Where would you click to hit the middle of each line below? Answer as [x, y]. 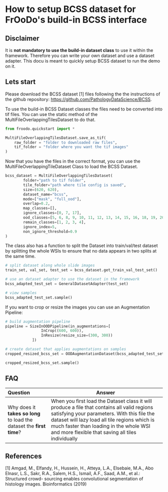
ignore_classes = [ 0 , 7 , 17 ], [52, 213]
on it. [10, 66]
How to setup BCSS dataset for [70, 9]
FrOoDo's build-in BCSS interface [76, 20]
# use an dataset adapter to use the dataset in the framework [72, 279]
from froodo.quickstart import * [40, 128]
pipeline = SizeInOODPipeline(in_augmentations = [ [58, 326]
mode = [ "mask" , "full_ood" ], [52, 199]
